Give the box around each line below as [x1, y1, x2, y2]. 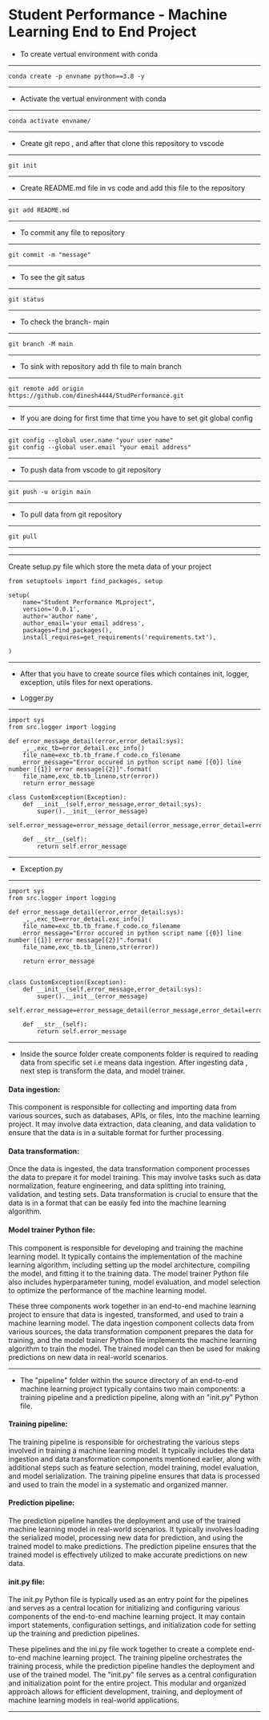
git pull [8, 532, 38, 541]
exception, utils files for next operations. [19, 677, 153, 687]
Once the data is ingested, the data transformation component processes [8, 1164, 251, 1174]
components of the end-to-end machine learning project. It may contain [8, 1612, 246, 1621]
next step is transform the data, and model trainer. [19, 1065, 186, 1076]
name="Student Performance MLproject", [22, 598, 156, 606]
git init [8, 161, 38, 169]
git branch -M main [8, 339, 74, 348]
